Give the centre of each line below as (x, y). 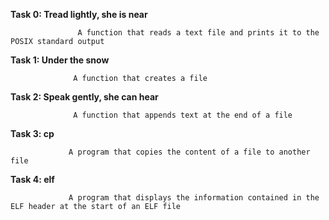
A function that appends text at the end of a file (183, 115)
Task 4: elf (32, 179)
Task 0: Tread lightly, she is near (79, 14)
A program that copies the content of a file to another (189, 152)
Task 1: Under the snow (60, 60)
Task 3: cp (32, 133)
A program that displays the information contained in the (194, 198)
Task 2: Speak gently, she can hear (84, 97)
